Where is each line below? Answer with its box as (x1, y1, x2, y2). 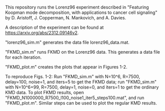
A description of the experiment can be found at (5, 24, 104, 30)
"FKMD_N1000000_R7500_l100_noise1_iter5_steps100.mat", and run (5, 95, 145, 101)
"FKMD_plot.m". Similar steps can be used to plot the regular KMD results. (5, 100, 157, 106)
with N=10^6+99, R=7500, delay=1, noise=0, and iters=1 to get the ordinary (5, 84, 159, 90)
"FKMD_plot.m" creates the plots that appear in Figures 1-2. (5, 64, 128, 70)
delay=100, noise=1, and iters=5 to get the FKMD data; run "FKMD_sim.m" (5, 79, 157, 85)
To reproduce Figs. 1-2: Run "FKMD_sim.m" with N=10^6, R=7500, (5, 74, 141, 79)
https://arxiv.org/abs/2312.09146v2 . (5, 30, 79, 35)
